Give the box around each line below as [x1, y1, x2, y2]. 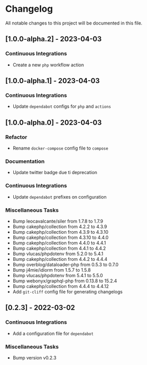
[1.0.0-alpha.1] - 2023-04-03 [5, 77, 100, 85]
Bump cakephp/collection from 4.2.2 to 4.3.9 [12, 223, 107, 230]
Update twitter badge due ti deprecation [12, 169, 97, 176]
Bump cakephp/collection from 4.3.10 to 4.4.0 [12, 234, 109, 240]
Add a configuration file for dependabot [12, 330, 94, 336]
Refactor [5, 133, 28, 140]
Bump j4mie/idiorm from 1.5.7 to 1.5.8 [12, 266, 91, 273]
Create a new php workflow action [12, 62, 84, 68]
